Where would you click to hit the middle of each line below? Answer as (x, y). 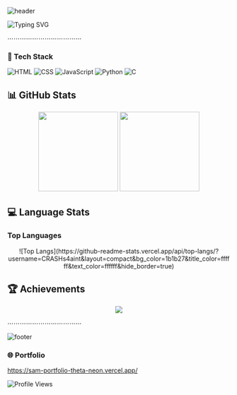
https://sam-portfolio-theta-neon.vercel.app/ (73, 370)
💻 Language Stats (48, 212)
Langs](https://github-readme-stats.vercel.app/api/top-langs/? (127, 251)
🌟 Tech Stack (30, 57)
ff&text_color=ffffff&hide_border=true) (119, 266)
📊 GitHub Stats (42, 95)
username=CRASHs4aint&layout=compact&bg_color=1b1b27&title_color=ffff (119, 259)
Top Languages (35, 235)
